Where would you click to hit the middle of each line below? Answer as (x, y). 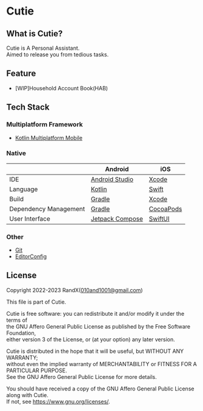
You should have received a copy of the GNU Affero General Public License (100, 389)
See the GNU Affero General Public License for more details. (82, 376)
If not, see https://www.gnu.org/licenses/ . (58, 401)
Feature (21, 74)
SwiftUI (159, 218)
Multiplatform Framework (45, 124)
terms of (17, 320)
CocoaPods (165, 209)
